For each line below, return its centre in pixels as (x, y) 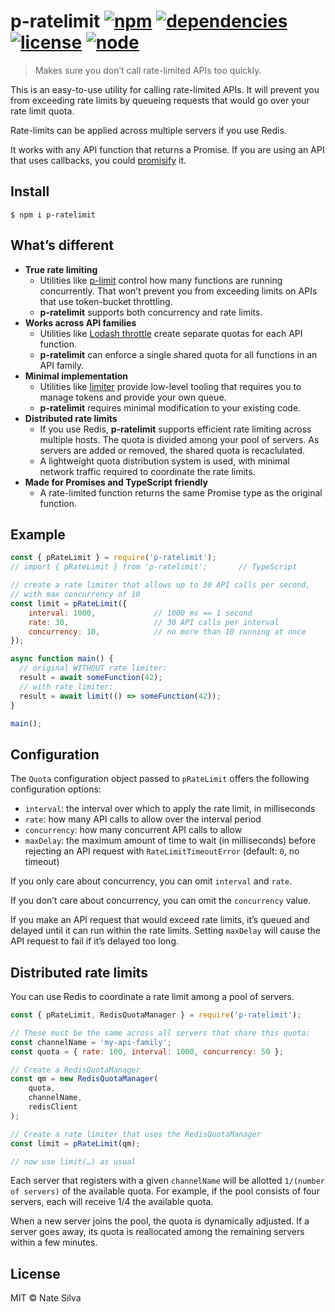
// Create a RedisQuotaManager (75, 1070)
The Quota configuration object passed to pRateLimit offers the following (160, 779)
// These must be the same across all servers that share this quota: (160, 1033)
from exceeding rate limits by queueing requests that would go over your (160, 100)
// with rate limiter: (66, 686)
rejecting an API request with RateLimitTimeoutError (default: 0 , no (162, 851)
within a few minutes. (54, 1242)
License (35, 1273)
